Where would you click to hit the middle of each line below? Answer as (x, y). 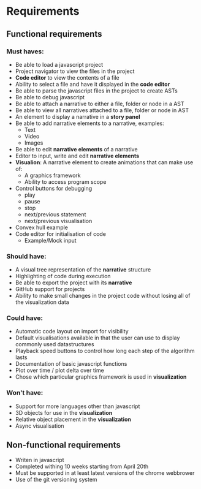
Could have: (25, 318)
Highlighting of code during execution (63, 276)
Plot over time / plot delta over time (59, 370)
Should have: (26, 256)
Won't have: (25, 393)
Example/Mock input (50, 240)
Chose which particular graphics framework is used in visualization (101, 377)
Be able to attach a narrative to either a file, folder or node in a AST (100, 104)
